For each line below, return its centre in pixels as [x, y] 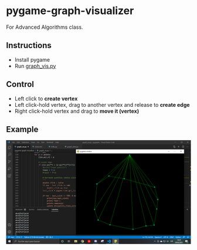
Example [22, 129]
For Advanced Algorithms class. [45, 27]
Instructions [29, 45]
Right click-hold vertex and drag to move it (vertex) [77, 111]
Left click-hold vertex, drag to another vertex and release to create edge [102, 104]
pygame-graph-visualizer [70, 11]
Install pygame [32, 59]
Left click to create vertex [46, 99]
